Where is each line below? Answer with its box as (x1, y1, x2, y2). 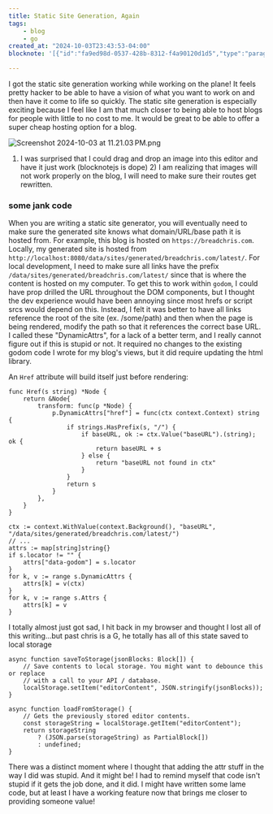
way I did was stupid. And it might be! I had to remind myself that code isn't (8, 771, 261, 781)
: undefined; (37, 741, 82, 749)
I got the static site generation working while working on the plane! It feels (8, 79, 256, 89)
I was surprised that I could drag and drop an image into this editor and (19, 154, 258, 163)
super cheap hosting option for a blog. (8, 123, 137, 132)
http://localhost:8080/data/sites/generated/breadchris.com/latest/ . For (8, 253, 260, 262)
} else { (80, 452, 111, 460)
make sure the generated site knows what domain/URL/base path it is (8, 227, 241, 236)
